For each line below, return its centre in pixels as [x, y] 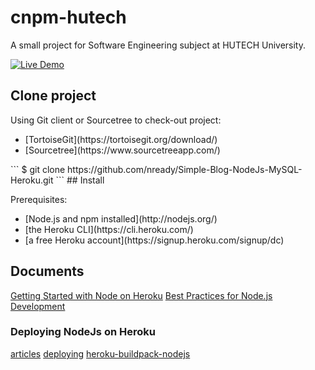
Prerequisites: [39, 199]
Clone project [53, 96]
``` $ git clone [38, 169]
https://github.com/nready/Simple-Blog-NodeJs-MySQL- [185, 169]
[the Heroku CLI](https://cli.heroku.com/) [109, 229]
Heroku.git [32, 180]
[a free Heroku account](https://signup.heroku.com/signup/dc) [154, 240]
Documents [47, 271]
